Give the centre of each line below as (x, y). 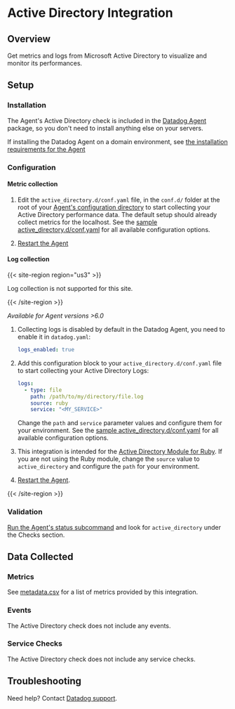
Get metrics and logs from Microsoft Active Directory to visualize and (107, 56)
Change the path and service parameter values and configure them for (120, 423)
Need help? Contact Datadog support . (62, 698)
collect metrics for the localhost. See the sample (87, 222)
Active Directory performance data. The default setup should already (117, 214)
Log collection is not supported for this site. (70, 289)
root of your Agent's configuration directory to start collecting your (114, 207)
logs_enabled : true (46, 350)
